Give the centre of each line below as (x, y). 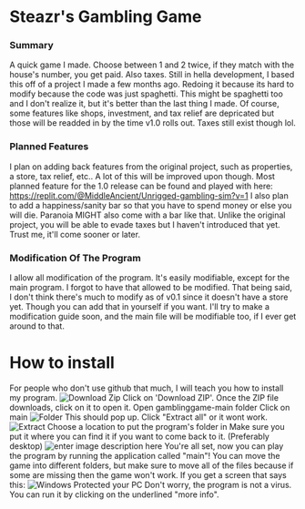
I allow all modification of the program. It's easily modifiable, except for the (149, 278)
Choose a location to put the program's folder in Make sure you (166, 427)
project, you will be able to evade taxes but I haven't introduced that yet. (145, 224)
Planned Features (49, 147)
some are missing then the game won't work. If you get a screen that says (148, 475)
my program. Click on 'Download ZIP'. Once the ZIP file (144, 398)
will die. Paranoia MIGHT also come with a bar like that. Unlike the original (147, 215)
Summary (32, 46)
